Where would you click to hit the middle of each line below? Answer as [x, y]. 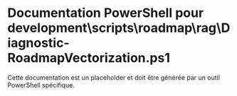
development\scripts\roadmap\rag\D [119, 28]
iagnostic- [38, 43]
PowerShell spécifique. [41, 85]
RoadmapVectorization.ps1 [89, 58]
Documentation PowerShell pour [106, 13]
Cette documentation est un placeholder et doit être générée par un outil [114, 77]
